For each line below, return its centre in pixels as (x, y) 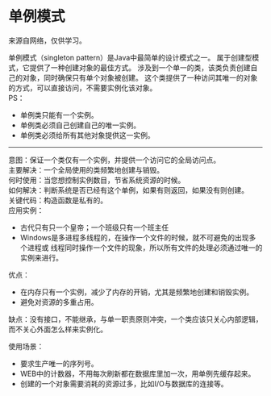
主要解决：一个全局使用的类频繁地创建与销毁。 (86, 169)
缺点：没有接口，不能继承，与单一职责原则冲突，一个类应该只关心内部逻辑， (135, 319)
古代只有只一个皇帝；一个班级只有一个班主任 (94, 227)
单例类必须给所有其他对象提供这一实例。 (87, 135)
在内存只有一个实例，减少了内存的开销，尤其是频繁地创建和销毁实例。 (137, 292)
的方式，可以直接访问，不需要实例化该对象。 (83, 88)
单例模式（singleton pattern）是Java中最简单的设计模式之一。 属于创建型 (130, 57)
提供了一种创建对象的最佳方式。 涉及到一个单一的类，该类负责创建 (140, 67)
